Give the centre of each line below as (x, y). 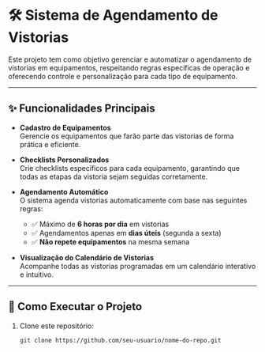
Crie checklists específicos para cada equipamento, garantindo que (130, 168)
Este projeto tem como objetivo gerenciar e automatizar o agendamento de (130, 59)
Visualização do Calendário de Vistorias (87, 257)
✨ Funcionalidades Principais (82, 109)
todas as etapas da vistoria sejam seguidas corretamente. (114, 176)
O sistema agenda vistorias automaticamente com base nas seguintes (133, 200)
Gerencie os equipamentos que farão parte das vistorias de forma (127, 136)
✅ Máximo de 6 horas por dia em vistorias (100, 224)
